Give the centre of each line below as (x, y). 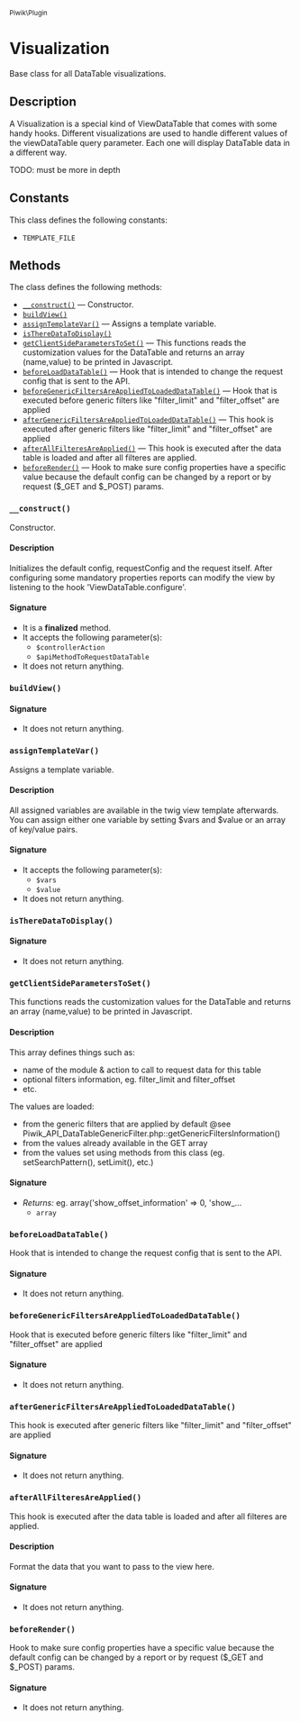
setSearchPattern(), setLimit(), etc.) (88, 1162)
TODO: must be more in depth (65, 169)
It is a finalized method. (66, 628)
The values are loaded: (52, 1106)
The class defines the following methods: (86, 287)
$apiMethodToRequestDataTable (93, 658)
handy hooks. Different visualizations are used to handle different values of (149, 133)
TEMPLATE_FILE (49, 238)
